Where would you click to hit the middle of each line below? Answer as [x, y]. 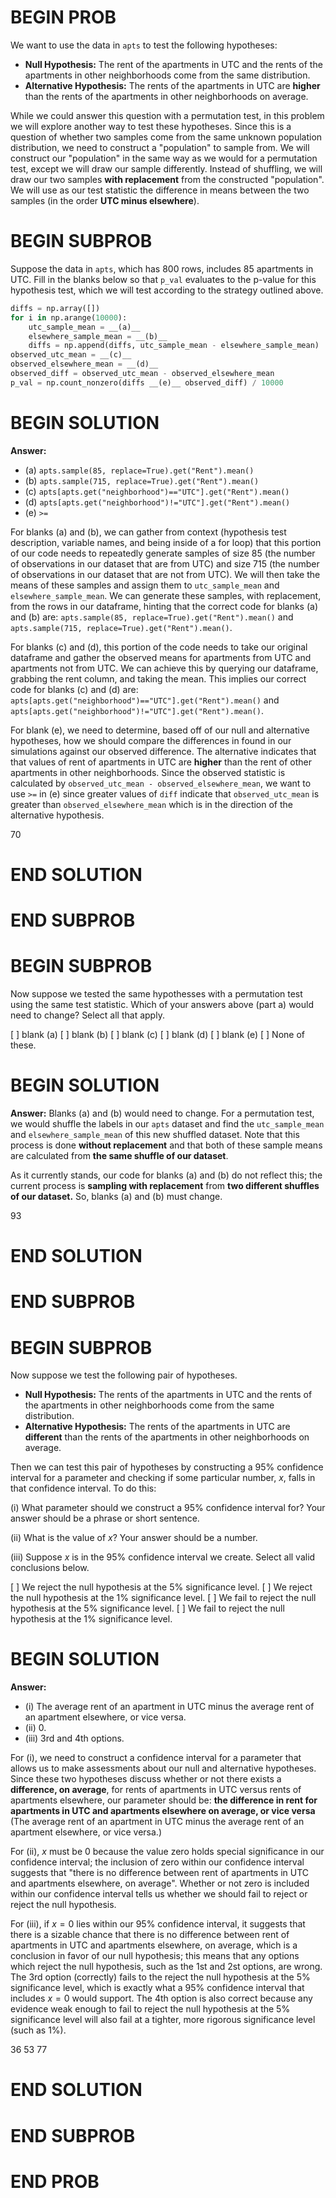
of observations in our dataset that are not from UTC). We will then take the [165, 574]
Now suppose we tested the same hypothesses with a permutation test [156, 994]
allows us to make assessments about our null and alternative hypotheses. [163, 1768]
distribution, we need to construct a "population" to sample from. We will [160, 147]
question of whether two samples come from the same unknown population [166, 137]
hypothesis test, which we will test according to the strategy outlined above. [167, 290]
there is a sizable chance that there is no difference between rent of [150, 1935]
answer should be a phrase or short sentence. [105, 1518]
